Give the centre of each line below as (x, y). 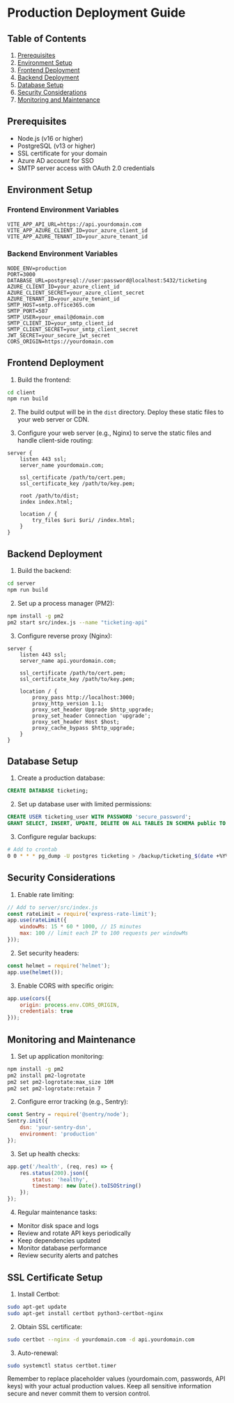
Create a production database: (61, 778)
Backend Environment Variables (63, 254)
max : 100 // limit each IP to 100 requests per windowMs (104, 933)
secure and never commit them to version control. (79, 1394)
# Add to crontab (32, 850)
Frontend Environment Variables (63, 210)
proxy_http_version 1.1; (68, 703)
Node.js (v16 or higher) (50, 138)
